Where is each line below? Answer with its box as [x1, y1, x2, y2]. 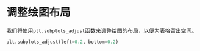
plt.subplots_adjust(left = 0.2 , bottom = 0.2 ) [6, 39, 119, 45]
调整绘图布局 [6, 5, 71, 19]
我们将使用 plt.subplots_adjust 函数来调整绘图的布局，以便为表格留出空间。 [6, 27, 198, 34]
